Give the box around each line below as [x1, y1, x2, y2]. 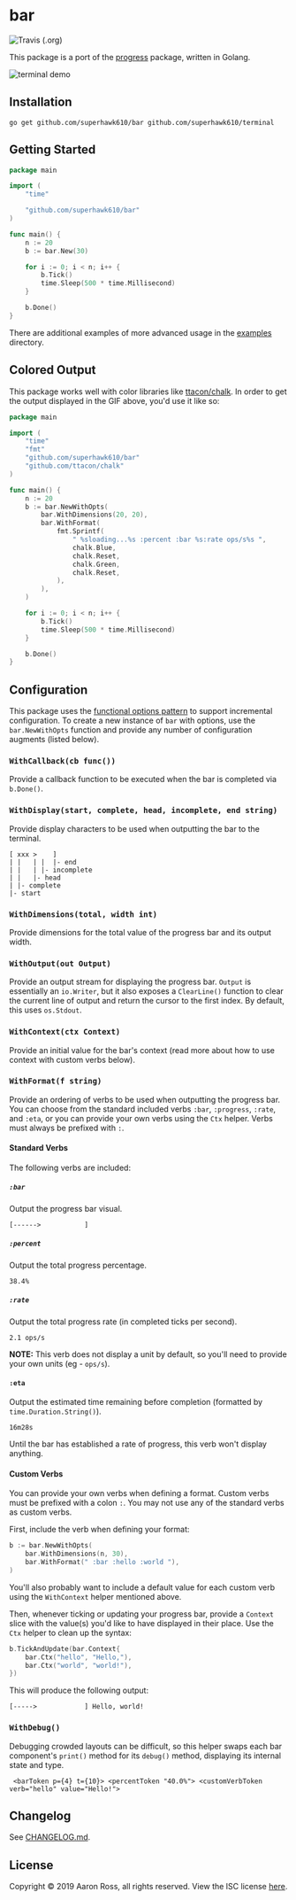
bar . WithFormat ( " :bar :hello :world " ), [25, 1558, 179, 1567]
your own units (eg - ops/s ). [9, 1358, 110, 1369]
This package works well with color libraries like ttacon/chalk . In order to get [9, 386, 287, 397]
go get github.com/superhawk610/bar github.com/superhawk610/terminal [9, 118, 275, 127]
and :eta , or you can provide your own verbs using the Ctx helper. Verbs [9, 1113, 274, 1123]
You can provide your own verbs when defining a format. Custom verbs [9, 1488, 269, 1499]
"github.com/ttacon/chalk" [25, 461, 125, 470]
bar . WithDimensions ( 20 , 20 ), [41, 510, 148, 519]
